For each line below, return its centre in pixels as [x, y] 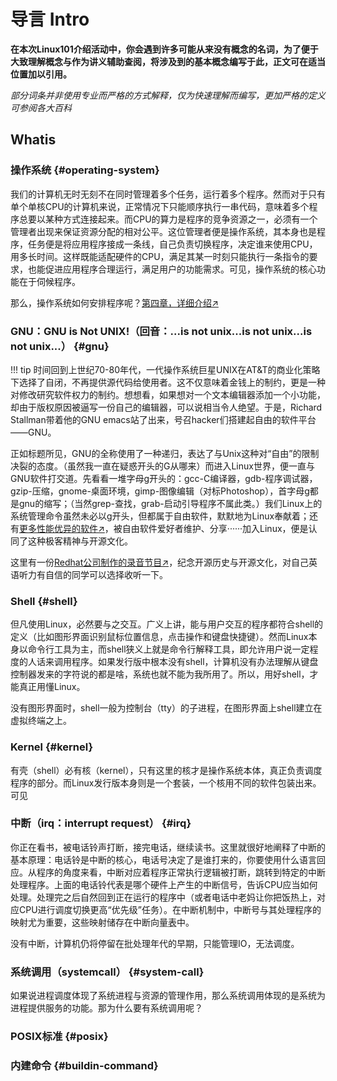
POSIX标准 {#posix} [59, 1037]
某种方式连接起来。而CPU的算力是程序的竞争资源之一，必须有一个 [181, 219]
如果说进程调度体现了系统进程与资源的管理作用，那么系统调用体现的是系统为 [168, 996]
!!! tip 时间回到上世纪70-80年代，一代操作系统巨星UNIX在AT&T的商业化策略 [165, 369]
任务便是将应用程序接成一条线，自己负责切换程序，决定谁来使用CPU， [172, 244]
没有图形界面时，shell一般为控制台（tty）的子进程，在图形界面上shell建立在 [166, 708]
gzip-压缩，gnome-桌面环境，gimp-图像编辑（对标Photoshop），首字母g [160, 491]
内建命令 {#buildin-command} [84, 1065]
